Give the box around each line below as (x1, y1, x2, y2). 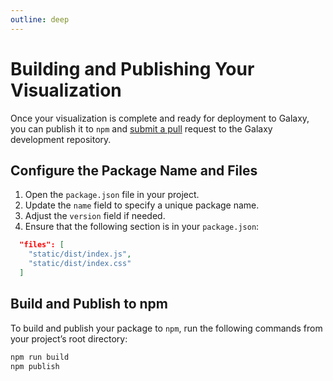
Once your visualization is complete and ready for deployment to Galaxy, (10, 112, 310, 124)
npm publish (10, 361, 60, 371)
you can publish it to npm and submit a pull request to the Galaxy (10, 122, 273, 135)
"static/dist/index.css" (28, 259, 132, 269)
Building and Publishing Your (10, 57, 255, 80)
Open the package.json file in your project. (24, 189, 200, 201)
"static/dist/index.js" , (28, 249, 132, 260)
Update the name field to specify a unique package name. (24, 199, 260, 211)
